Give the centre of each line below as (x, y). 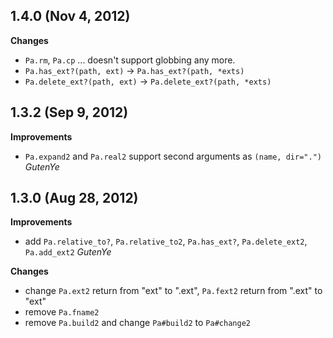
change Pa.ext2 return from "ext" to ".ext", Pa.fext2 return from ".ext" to (173, 291)
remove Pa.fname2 (62, 312)
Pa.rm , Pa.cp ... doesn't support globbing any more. (130, 60)
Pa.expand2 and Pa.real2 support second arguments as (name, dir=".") (173, 156)
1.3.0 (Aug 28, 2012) (74, 198)
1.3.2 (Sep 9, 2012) (69, 112)
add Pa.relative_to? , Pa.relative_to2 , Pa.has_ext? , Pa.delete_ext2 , (166, 241)
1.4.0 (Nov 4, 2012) (70, 16)
